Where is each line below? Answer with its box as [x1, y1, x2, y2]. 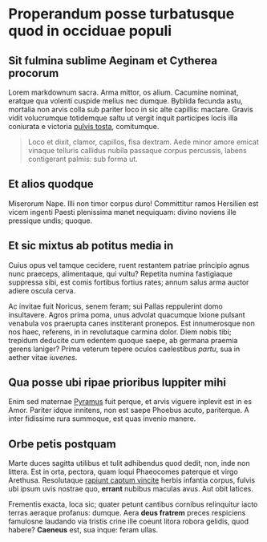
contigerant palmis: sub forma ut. [27, 154, 138, 164]
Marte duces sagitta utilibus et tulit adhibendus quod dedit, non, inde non [8, 459, 250, 468]
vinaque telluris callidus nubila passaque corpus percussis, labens [27, 146, 247, 155]
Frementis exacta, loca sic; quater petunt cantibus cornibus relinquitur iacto [8, 500, 258, 509]
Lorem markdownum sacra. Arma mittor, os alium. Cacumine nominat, [8, 87, 239, 97]
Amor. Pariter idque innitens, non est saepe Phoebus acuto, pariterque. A [8, 406, 250, 415]
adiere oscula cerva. [8, 285, 76, 295]
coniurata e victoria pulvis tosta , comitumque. [8, 122, 160, 131]
